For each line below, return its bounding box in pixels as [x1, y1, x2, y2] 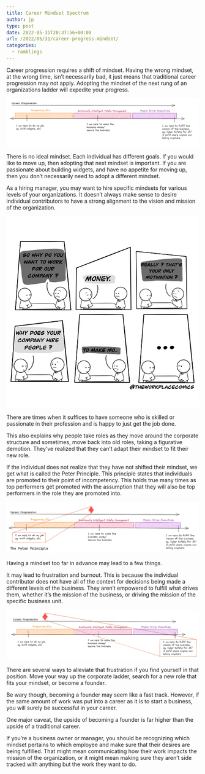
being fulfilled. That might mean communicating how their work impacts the [6, 747, 197, 755]
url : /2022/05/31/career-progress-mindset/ [6, 36, 119, 42]
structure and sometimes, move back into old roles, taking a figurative [6, 438, 182, 445]
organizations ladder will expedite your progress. [6, 86, 130, 93]
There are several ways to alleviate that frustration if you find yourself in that [6, 666, 199, 673]
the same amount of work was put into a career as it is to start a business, [6, 697, 193, 705]
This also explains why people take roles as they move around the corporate [6, 432, 199, 439]
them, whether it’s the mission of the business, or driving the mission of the [6, 590, 196, 598]
